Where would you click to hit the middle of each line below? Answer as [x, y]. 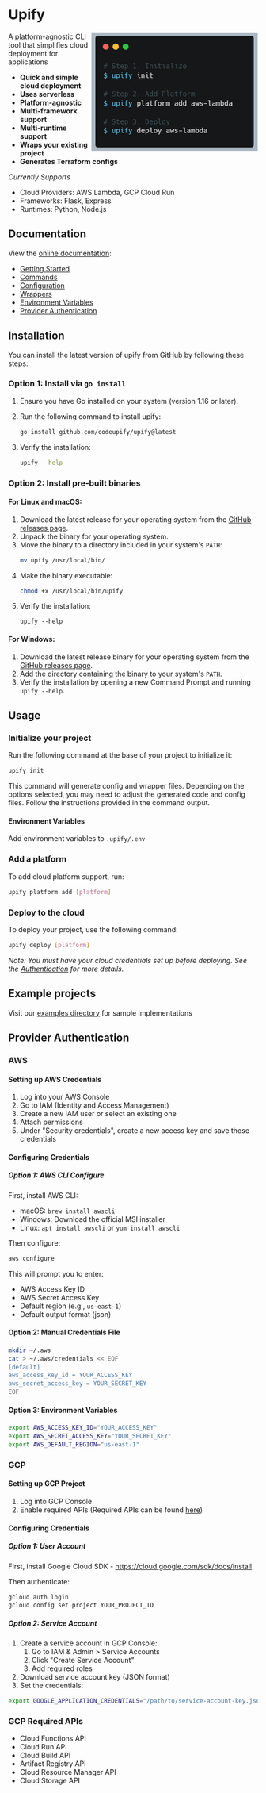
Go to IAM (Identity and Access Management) [94, 1105]
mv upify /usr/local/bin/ [62, 560]
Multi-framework [48, 111]
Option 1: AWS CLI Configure [56, 1175]
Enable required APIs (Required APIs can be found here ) [111, 1510]
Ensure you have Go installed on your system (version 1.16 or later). [129, 401]
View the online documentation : [60, 253]
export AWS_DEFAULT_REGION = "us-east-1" [74, 1444]
